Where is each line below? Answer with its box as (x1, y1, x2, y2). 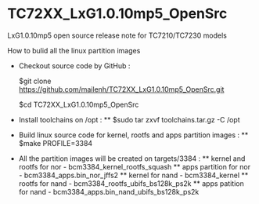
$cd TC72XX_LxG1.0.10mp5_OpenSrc (18, 100, 139, 109)
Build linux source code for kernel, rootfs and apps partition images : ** (18, 130, 249, 140)
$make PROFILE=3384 (18, 138, 93, 148)
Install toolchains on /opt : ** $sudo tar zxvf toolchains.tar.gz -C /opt (18, 115, 240, 124)
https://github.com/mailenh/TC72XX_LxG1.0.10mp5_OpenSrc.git (18, 84, 225, 94)
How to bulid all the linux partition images (7, 46, 141, 55)
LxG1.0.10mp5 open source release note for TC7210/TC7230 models (7, 31, 228, 40)
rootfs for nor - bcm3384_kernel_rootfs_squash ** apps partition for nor (18, 162, 251, 171)
